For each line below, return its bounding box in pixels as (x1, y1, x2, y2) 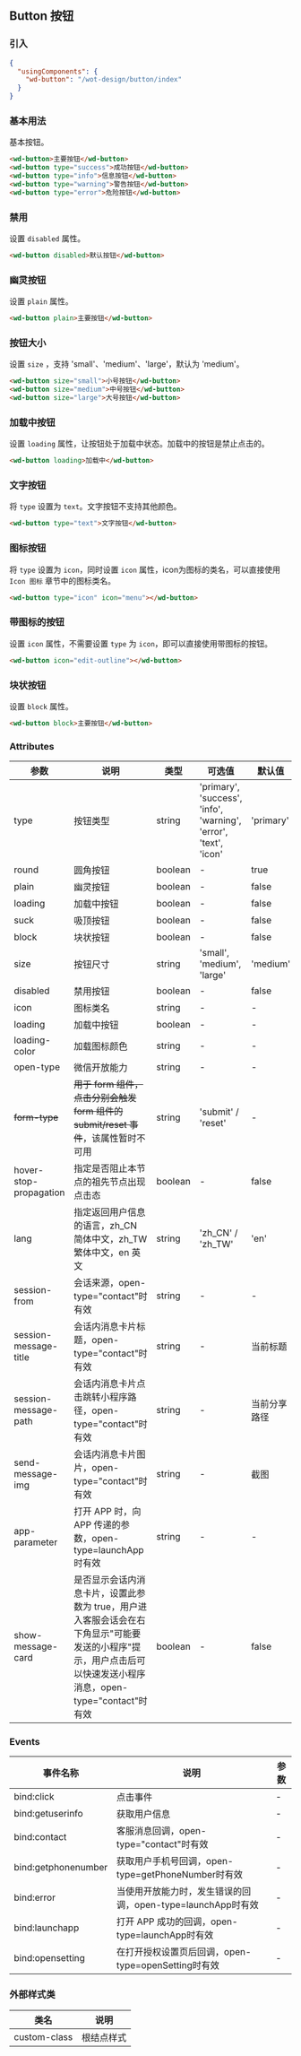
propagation (13, 1186, 65, 1199)
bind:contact (13, 1831, 67, 1843)
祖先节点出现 (91, 1175, 146, 1188)
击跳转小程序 (73, 1391, 128, 1403)
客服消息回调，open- (116, 1825, 207, 1837)
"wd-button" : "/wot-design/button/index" (25, 75, 182, 84)
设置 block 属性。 (9, 700, 73, 711)
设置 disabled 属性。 (9, 233, 86, 244)
